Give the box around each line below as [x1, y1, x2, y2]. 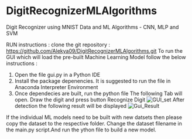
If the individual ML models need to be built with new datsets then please [6, 113, 183, 121]
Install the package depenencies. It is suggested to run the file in [14, 77, 171, 84]
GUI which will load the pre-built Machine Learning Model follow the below [6, 53, 186, 60]
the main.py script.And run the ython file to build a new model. [6, 126, 157, 133]
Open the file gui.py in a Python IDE [14, 71, 101, 78]
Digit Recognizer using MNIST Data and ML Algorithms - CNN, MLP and [6, 23, 179, 30]
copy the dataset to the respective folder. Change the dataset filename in [6, 120, 183, 127]
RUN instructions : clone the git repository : [6, 41, 110, 48]
